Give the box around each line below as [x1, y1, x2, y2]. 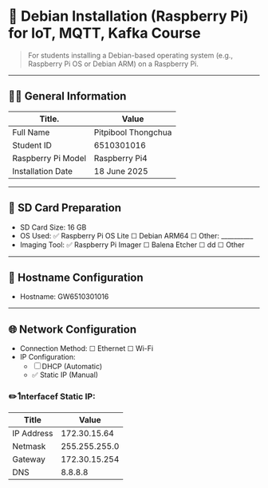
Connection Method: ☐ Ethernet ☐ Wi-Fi [19, 344, 154, 353]
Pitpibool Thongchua [93, 127, 172, 138]
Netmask [12, 441, 46, 452]
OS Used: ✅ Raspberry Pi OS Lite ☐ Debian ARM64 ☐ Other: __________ [19, 230, 254, 240]
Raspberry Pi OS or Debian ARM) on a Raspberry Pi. [27, 59, 199, 69]
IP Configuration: [19, 352, 76, 362]
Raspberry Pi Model [12, 152, 86, 163]
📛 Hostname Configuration [8, 270, 144, 284]
